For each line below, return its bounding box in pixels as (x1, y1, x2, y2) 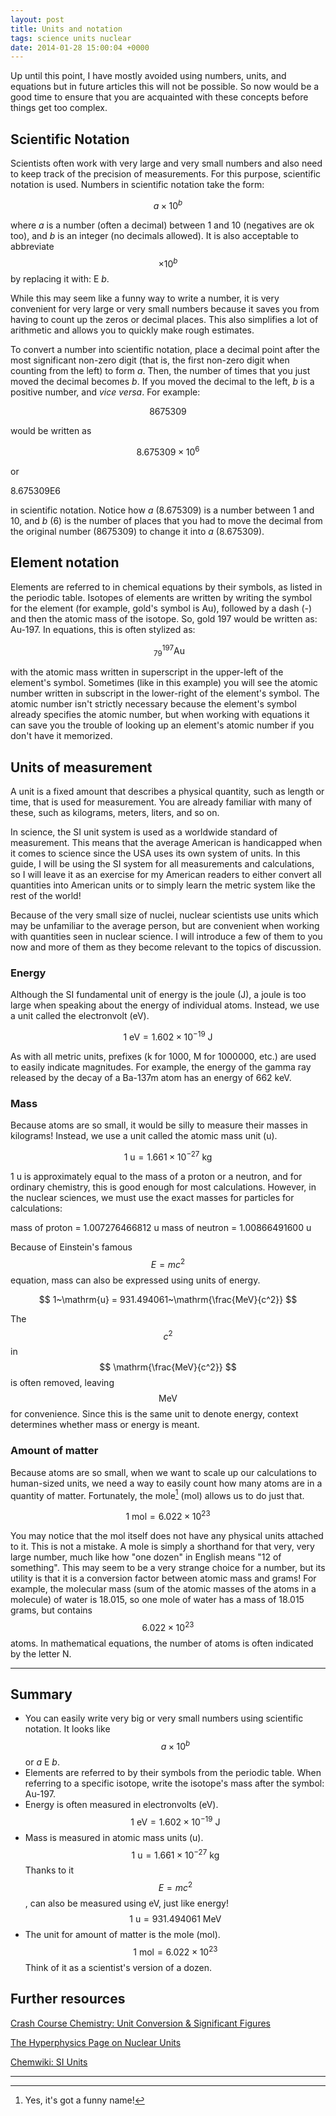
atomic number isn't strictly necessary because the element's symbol (10, 698, 297, 710)
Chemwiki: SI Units (10, 2056, 88, 2068)
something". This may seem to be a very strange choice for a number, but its (10, 1561, 326, 1573)
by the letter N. (10, 1647, 72, 1660)
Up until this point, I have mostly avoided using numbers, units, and (10, 70, 287, 82)
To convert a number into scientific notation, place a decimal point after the (10, 344, 320, 356)
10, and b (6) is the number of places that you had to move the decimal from (10, 515, 323, 527)
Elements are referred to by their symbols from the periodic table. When (24, 1767, 322, 1779)
